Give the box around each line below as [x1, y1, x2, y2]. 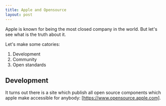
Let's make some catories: [5, 41, 61, 47]
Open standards [12, 62, 46, 68]
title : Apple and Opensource [5, 7, 67, 13]
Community [12, 56, 37, 62]
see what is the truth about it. [5, 31, 66, 37]
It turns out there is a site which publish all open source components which [5, 89, 161, 96]
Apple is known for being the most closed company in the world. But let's [5, 26, 157, 32]
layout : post [5, 12, 33, 17]
